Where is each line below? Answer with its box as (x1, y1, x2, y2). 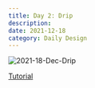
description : (8, 19, 52, 27)
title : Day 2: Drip (8, 11, 73, 20)
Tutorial (8, 71, 34, 81)
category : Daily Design (8, 34, 88, 42)
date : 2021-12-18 (8, 26, 66, 34)
